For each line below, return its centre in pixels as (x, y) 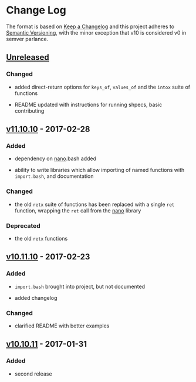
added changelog (36, 298)
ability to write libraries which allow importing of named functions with (99, 170)
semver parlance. (27, 39)
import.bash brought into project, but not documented (80, 286)
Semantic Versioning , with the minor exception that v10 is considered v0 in (96, 32)
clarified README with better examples (62, 326)
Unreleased (28, 57)
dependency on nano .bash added (55, 158)
